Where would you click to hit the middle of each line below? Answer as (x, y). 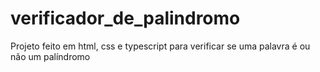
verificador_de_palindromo (125, 18)
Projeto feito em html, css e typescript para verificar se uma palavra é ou (160, 46)
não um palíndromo (50, 56)
